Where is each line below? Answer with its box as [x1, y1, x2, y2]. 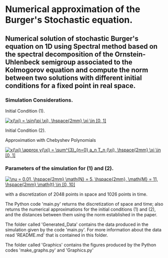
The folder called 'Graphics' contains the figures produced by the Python [5, 242, 156, 248]
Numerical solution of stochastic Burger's [5, 34, 139, 43]
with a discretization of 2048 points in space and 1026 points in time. [5, 191, 148, 197]
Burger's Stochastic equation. [5, 14, 133, 26]
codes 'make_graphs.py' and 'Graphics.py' [5, 247, 94, 253]
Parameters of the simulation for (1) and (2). [5, 164, 114, 171]
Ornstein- [114, 50, 146, 58]
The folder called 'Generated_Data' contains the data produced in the [5, 221, 149, 227]
